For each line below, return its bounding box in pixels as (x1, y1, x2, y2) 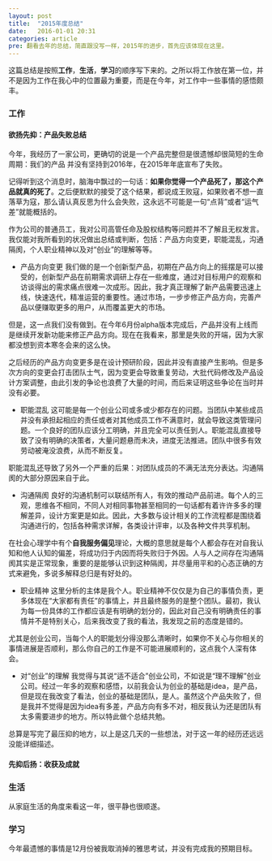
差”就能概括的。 (8, 207, 62, 217)
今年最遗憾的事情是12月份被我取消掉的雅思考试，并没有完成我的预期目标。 (8, 844, 257, 854)
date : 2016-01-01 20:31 (8, 27, 96, 35)
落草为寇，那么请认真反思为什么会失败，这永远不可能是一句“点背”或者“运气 (8, 197, 259, 207)
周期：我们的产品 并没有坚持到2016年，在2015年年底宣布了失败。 (8, 159, 227, 169)
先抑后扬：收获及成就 (8, 759, 79, 768)
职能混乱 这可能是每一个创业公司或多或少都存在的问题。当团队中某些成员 (19, 405, 264, 415)
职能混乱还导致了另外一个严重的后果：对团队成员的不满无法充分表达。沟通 (8, 463, 257, 473)
